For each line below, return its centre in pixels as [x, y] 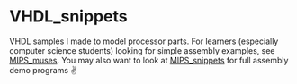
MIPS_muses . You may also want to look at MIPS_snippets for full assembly [149, 60]
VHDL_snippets [68, 17]
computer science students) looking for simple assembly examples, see [143, 50]
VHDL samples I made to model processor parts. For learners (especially [144, 41]
